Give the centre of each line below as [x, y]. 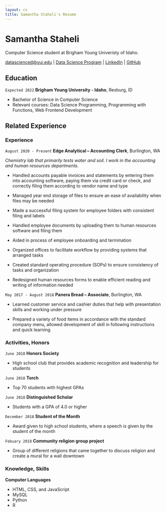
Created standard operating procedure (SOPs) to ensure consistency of [85, 264]
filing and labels [28, 215]
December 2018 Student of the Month [43, 417]
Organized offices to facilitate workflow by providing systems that [80, 250]
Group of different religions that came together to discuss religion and [83, 451]
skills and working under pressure [47, 309]
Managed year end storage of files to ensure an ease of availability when [87, 195]
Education [21, 78]
